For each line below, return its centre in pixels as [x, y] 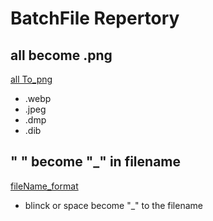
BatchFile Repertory [95, 18]
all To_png [31, 79]
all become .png [61, 55]
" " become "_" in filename [95, 162]
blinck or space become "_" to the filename [113, 205]
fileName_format [44, 186]
